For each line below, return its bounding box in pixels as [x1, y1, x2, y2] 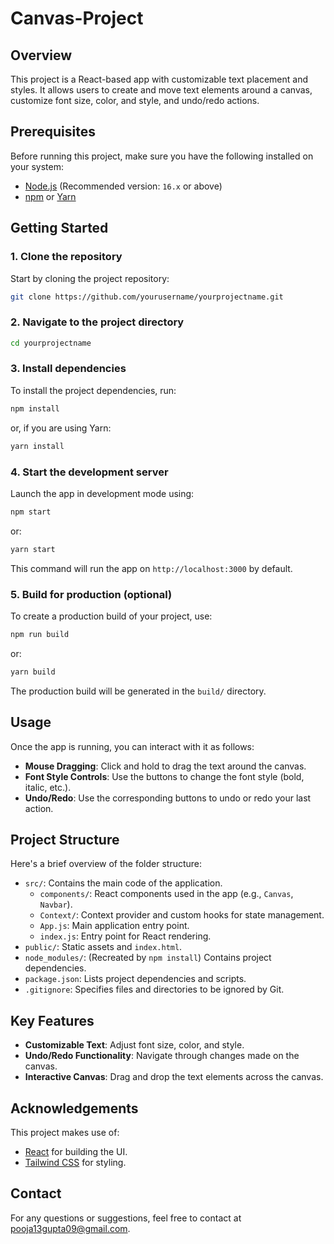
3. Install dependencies [10, 362, 127, 376]
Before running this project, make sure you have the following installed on [10, 150, 314, 162]
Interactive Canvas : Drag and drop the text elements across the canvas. [24, 1071, 324, 1083]
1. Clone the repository [10, 250, 123, 264]
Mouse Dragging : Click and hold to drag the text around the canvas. [24, 760, 307, 772]
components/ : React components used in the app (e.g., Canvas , [39, 888, 294, 900]
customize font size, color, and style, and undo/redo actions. [10, 95, 260, 106]
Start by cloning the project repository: [10, 272, 170, 284]
